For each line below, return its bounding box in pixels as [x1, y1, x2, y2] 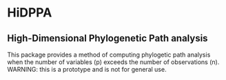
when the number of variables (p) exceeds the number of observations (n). [7, 58, 220, 66]
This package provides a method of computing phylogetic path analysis [7, 50, 211, 59]
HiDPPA [7, 5, 52, 21]
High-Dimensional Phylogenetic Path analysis [7, 32, 208, 44]
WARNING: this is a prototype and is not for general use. [7, 66, 167, 73]
